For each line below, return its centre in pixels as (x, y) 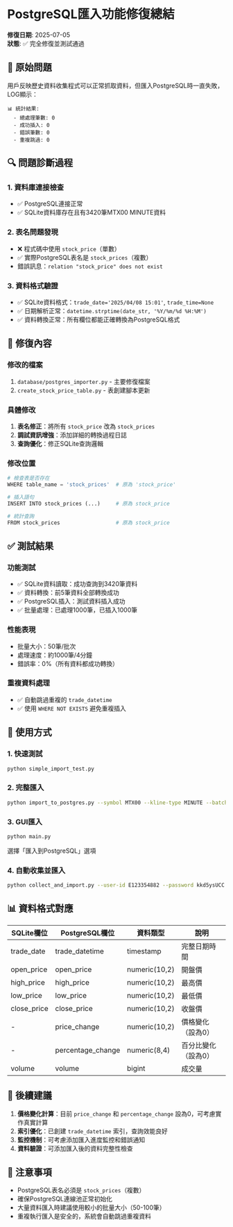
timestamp (144, 951)
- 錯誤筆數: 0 (32, 133)
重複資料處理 (29, 683)
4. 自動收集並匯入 (36, 870)
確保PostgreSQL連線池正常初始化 (65, 1199)
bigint (136, 1068)
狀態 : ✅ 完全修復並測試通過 (46, 43)
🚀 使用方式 (29, 732)
